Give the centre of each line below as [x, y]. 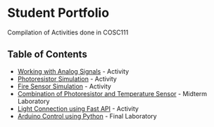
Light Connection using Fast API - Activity [78, 108]
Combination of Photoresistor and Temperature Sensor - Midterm [112, 93]
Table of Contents [48, 54]
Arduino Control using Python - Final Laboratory [87, 116]
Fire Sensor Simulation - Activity [64, 86]
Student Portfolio [58, 13]
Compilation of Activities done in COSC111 [68, 32]
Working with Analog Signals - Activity [73, 71]
